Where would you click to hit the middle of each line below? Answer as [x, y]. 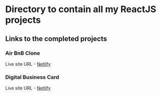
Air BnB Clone [23, 53]
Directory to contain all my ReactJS [81, 9]
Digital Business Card [32, 77]
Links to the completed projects [56, 39]
